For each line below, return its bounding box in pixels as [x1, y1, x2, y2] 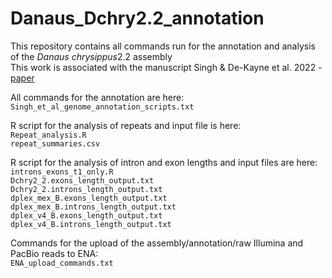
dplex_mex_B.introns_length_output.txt [10, 202, 177, 212]
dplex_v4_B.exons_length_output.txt [10, 210, 163, 221]
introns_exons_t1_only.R [10, 167, 114, 177]
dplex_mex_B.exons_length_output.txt [10, 193, 168, 203]
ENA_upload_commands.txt [10, 258, 114, 268]
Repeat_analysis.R [10, 130, 87, 140]
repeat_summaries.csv [10, 138, 101, 149]
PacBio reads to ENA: [10, 247, 99, 259]
